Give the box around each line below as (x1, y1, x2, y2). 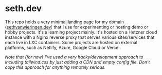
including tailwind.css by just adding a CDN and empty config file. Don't (5, 59, 150, 65)
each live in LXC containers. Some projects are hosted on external (5, 39, 138, 45)
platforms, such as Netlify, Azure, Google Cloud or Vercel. (5, 45, 121, 50)
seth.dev (5, 3, 42, 14)
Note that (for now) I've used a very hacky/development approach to (5, 54, 144, 60)
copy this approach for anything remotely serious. (5, 64, 106, 70)
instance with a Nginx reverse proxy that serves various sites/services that (5, 34, 155, 40)
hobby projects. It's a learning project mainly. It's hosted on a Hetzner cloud (5, 29, 157, 35)
